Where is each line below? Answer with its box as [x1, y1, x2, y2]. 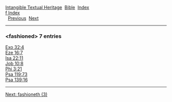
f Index [5, 10, 20, 16]
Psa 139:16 [5, 76, 28, 83]
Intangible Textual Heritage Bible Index [5, 5, 90, 10]
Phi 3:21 [5, 66, 22, 72]
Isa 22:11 [5, 55, 24, 61]
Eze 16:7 [5, 49, 23, 56]
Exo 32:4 [5, 44, 25, 50]
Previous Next [7, 15, 39, 21]
